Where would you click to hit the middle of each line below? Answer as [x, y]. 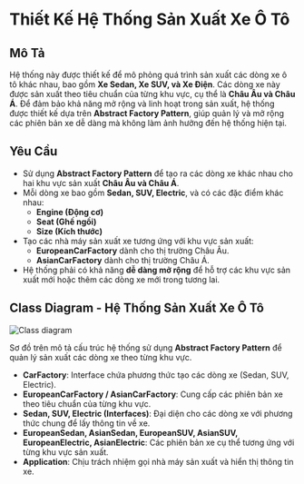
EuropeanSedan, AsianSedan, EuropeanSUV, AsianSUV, [130, 432]
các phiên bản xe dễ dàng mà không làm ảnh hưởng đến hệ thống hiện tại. [148, 123]
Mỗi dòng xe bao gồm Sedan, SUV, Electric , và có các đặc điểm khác [153, 193]
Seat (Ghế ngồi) [66, 222]
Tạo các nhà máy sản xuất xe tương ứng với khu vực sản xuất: [138, 241]
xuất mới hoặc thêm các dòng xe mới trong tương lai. [121, 279]
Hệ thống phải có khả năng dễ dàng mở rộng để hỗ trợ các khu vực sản [157, 270]
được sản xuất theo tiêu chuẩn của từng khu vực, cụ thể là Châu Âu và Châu [152, 94]
